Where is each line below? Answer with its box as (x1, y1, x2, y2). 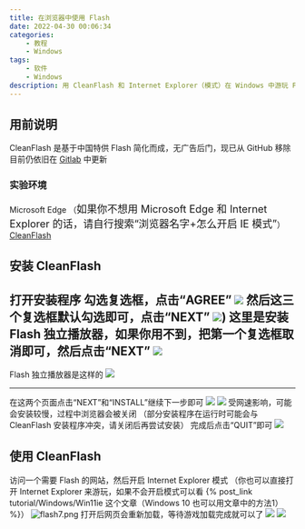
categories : (9, 30, 54, 39)
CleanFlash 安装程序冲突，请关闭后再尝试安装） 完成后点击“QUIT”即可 (9, 419, 273, 430)
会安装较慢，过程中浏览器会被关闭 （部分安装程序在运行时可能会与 (9, 408, 259, 419)
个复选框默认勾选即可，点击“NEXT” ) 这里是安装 (9, 309, 289, 324)
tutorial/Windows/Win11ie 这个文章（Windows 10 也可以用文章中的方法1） (9, 497, 283, 508)
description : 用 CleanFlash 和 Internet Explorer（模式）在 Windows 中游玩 (9, 81, 289, 90)
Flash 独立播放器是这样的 (9, 369, 104, 380)
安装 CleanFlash (9, 258, 102, 274)
